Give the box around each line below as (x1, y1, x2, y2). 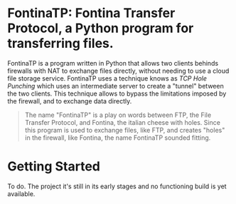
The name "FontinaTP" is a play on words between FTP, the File (24, 111, 212, 119)
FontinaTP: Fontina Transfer (7, 5, 176, 21)
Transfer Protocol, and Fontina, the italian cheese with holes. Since (24, 118, 220, 126)
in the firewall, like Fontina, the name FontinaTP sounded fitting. (24, 133, 211, 142)
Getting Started (7, 158, 101, 175)
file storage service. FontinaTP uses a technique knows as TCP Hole (7, 73, 208, 83)
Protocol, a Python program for (7, 20, 194, 36)
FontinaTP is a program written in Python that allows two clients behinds (7, 58, 219, 67)
